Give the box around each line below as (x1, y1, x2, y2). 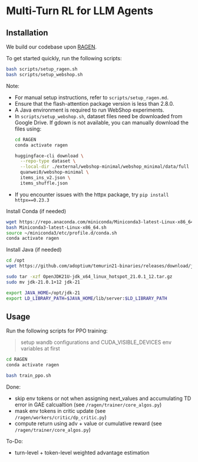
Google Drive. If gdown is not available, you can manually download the (14, 119, 189, 126)
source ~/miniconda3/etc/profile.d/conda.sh (6, 230, 117, 236)
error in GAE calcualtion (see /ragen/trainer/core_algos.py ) (14, 401, 162, 408)
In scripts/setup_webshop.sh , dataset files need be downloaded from (14, 112, 183, 119)
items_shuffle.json (20, 180, 68, 186)
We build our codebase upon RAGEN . (6, 43, 97, 50)
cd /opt (6, 258, 25, 263)
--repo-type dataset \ (20, 158, 76, 164)
